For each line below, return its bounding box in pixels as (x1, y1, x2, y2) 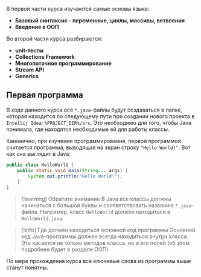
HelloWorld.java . (21, 215, 64, 222)
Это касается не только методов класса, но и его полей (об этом (21, 239, 190, 247)
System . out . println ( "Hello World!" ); (28, 173, 123, 179)
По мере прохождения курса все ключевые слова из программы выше (6, 258, 191, 265)
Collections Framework (14, 53, 75, 60)
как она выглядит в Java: (6, 150, 71, 157)
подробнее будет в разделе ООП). (21, 245, 110, 253)
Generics (14, 73, 39, 79)
